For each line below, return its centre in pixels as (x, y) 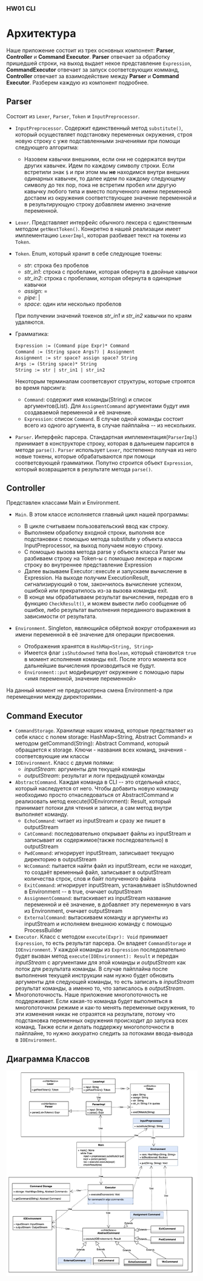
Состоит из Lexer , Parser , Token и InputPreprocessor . (73, 116)
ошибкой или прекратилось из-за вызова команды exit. (96, 591)
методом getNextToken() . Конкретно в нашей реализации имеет (98, 229)
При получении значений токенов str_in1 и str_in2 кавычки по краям (103, 315)
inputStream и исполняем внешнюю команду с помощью (98, 924)
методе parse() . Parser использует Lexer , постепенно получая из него (106, 449)
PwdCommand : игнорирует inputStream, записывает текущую (99, 853)
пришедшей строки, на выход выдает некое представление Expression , (99, 63)
